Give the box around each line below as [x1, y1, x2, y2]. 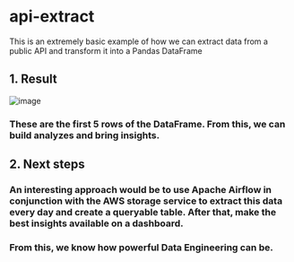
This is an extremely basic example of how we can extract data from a [9, 36, 269, 47]
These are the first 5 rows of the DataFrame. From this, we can [9, 118, 286, 130]
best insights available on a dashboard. [9, 217, 184, 230]
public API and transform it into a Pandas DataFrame [9, 45, 203, 56]
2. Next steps [9, 157, 85, 172]
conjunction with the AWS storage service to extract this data [9, 195, 283, 207]
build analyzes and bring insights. [9, 128, 160, 141]
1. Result [9, 72, 57, 87]
